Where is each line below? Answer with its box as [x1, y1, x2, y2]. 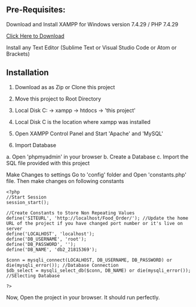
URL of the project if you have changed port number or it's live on [6, 220, 183, 226]
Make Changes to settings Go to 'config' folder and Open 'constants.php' [6, 171, 187, 178]
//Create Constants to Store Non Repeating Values [6, 209, 135, 216]
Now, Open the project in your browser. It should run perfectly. [6, 293, 160, 301]
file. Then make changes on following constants [6, 177, 124, 184]
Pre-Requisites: [6, 5, 66, 15]
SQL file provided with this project [6, 159, 90, 166]
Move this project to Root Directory [14, 95, 102, 102]
